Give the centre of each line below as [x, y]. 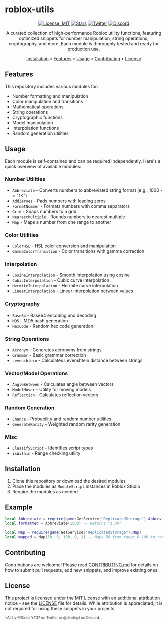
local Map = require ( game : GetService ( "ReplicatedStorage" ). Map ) [73, 533]
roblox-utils [30, 9]
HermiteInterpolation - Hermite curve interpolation [65, 286]
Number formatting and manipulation [50, 96]
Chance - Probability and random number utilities [62, 419]
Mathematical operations [38, 107]
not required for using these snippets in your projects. [60, 608]
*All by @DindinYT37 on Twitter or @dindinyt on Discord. [53, 618]
